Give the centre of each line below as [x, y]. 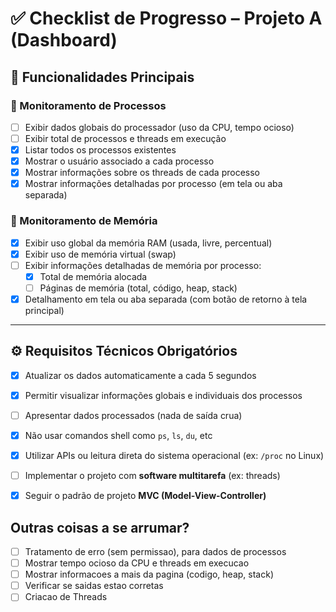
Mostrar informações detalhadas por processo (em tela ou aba [153, 184]
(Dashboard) [64, 40]
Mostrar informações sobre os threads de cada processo [142, 173]
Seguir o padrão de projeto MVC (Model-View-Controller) [145, 496]
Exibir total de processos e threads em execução [125, 138]
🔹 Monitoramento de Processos [88, 105]
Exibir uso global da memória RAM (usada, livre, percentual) [148, 243]
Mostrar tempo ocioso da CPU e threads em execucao [137, 563]
